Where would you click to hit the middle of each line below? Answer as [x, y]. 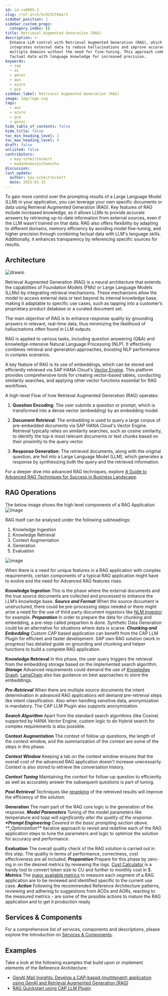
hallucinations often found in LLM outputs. [48, 329]
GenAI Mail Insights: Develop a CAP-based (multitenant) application [82, 977]
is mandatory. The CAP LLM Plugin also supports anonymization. [72, 706]
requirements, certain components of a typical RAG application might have [82, 575]
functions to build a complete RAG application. [53, 649]
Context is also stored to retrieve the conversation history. [65, 767]
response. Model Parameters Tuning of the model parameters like [73, 812]
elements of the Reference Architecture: [46, 968]
